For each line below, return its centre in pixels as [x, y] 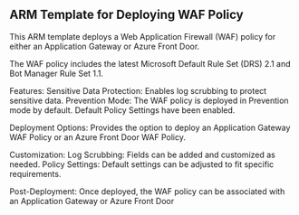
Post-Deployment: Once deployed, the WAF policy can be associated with [147, 191]
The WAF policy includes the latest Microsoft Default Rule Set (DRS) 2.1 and [150, 63]
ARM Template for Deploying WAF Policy [126, 15]
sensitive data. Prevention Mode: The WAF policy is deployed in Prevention [149, 100]
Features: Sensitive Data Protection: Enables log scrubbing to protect [138, 90]
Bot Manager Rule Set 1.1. [57, 73]
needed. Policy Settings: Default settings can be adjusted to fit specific [142, 164]
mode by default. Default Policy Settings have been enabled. [122, 110]
